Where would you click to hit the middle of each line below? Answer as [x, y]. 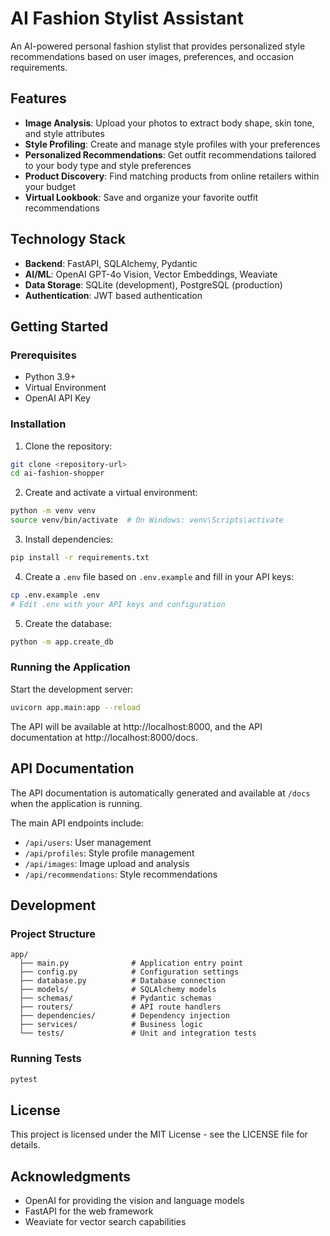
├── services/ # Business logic [111, 1025]
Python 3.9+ [50, 377]
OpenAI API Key [57, 398]
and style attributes [64, 133]
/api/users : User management [88, 842]
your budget [50, 186]
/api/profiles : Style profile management [109, 853]
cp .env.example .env [55, 595]
